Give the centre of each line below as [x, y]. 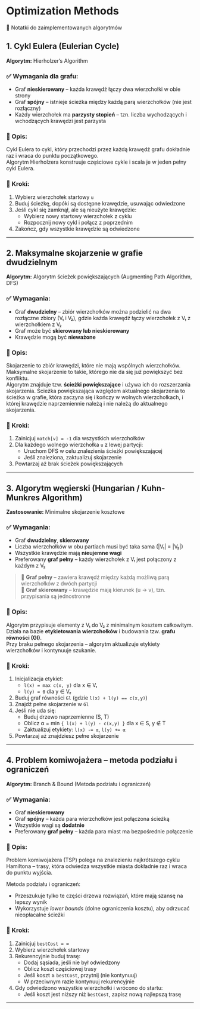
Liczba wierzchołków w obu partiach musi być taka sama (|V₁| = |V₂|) [99, 547]
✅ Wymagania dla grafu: [42, 76]
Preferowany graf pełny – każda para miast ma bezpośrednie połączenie [104, 832]
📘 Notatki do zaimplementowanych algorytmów [64, 27]
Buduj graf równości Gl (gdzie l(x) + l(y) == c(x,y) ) [81, 698]
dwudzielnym [32, 263]
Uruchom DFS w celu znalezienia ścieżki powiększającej [93, 451]
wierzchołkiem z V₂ [38, 324]
